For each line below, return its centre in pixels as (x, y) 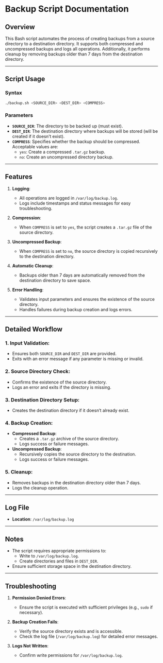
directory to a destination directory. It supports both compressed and (74, 44)
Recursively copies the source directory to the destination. (78, 454)
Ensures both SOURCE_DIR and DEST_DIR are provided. (64, 354)
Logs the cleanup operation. (40, 488)
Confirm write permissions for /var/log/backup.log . (71, 655)
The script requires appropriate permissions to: (59, 551)
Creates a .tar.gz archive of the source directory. (69, 439)
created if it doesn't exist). (38, 136)
